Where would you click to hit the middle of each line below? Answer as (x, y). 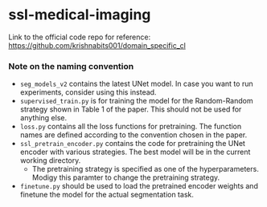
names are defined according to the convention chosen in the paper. (133, 135)
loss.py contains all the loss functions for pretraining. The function (131, 127)
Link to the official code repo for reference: (80, 37)
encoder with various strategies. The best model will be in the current (135, 152)
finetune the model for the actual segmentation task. (107, 195)
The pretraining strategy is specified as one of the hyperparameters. (145, 169)
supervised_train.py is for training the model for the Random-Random (136, 101)
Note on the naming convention (71, 66)
